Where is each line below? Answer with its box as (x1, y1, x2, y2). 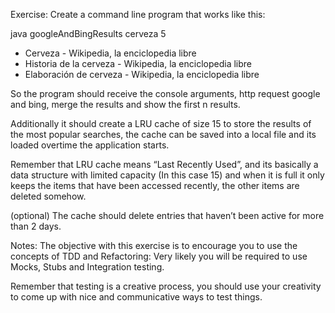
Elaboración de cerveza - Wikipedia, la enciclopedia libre (24, 69, 260, 80)
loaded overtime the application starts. (10, 139, 170, 151)
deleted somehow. (10, 190, 87, 202)
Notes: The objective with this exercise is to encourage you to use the (10, 240, 298, 251)
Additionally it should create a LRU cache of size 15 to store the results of (10, 118, 312, 129)
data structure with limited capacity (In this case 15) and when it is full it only (10, 169, 325, 181)
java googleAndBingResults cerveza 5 (10, 28, 167, 39)
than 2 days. (10, 220, 62, 232)
